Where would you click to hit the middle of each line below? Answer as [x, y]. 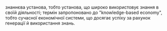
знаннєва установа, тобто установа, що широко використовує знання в [82, 7]
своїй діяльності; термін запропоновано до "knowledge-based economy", [84, 12]
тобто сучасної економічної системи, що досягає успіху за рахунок [78, 18]
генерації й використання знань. [40, 23]
